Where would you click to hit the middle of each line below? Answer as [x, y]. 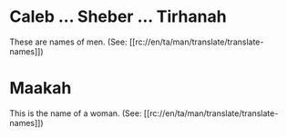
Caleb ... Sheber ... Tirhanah [118, 17]
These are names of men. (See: [68, 42]
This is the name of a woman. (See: [76, 113]
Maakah [41, 88]
